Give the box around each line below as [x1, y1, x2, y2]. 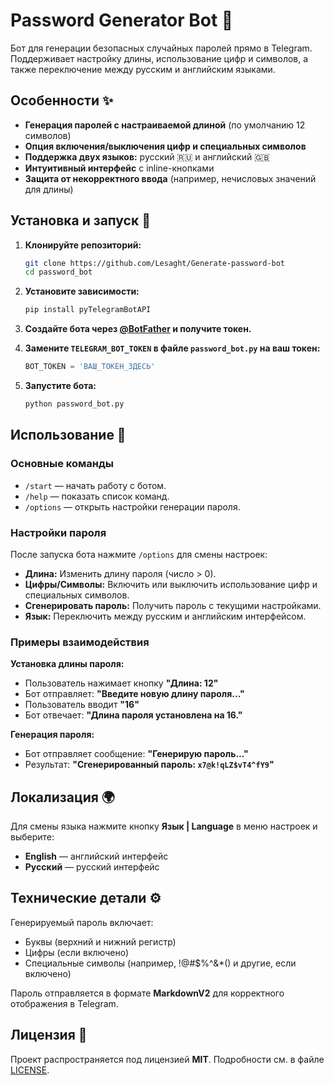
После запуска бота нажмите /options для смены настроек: [10, 548, 268, 560]
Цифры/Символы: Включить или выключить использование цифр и [24, 578, 318, 590]
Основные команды [10, 457, 114, 471]
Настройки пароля [10, 525, 107, 539]
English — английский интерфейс [24, 850, 169, 863]
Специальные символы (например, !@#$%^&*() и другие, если [24, 957, 297, 969]
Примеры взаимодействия [10, 635, 150, 649]
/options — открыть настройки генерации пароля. [24, 500, 241, 513]
